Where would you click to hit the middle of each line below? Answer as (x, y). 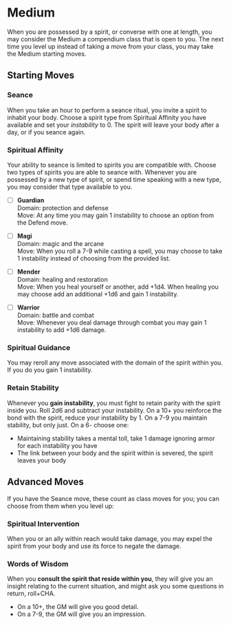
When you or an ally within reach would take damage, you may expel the (110, 538)
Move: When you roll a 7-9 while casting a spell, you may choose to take (120, 251)
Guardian (31, 200)
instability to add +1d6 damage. (62, 330)
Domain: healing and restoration (62, 280)
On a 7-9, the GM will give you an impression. (81, 614)
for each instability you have (57, 445)
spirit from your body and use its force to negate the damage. (94, 546)
